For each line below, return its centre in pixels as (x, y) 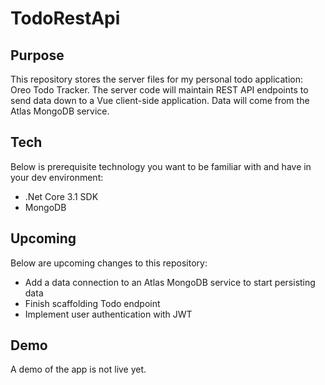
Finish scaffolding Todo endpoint (92, 303)
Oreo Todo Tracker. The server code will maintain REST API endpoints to (159, 90)
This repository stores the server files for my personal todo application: (156, 79)
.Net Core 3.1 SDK (61, 196)
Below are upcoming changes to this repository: (109, 263)
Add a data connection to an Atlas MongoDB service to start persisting (170, 282)
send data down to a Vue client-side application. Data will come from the (160, 100)
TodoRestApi (65, 18)
